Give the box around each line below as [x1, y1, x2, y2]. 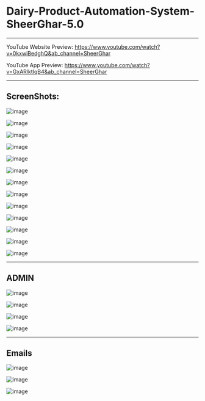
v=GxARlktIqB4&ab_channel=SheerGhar [6, 68, 107, 75]
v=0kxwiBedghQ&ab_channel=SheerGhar [6, 49, 111, 57]
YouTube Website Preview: [6, 43, 74, 50]
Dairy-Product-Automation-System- [6, 4, 195, 18]
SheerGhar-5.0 [6, 17, 84, 31]
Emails [6, 348, 32, 358]
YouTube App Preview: [6, 61, 63, 68]
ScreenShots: [6, 92, 60, 102]
